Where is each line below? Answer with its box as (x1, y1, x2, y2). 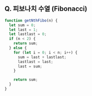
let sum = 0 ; (9, 23, 36, 28)
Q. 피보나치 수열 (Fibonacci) (4, 4, 88, 13)
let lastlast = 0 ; (9, 32, 47, 37)
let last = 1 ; (9, 27, 38, 32)
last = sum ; (17, 64, 42, 69)
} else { (9, 46, 27, 51)
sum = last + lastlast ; (17, 55, 67, 60)
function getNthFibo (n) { (4, 18, 58, 23)
